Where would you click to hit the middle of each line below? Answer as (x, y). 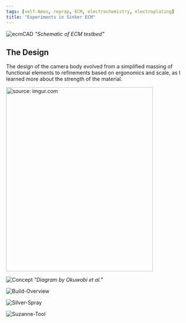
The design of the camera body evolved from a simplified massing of (89, 67)
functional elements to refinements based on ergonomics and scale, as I (93, 73)
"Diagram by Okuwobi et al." (69, 280)
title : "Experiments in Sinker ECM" (51, 17)
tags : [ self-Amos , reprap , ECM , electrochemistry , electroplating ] (90, 11)
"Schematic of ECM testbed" (70, 34)
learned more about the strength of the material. (64, 79)
